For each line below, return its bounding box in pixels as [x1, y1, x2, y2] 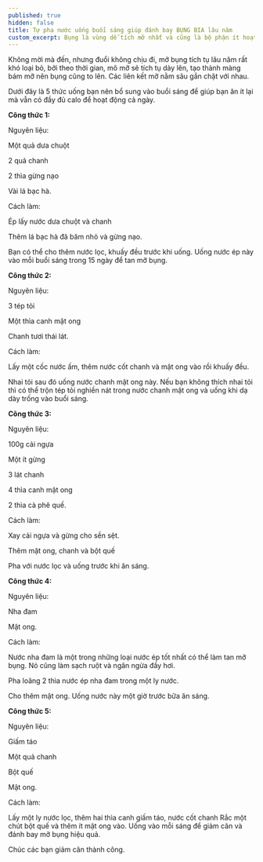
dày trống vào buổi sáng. [8, 394, 88, 404]
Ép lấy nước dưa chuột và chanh [8, 217, 112, 226]
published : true [8, 11, 61, 20]
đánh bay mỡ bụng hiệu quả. [8, 830, 101, 839]
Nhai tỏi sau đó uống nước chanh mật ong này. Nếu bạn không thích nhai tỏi [8, 378, 253, 387]
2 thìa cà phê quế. [8, 500, 67, 510]
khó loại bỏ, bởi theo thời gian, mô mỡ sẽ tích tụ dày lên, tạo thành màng [8, 64, 241, 73]
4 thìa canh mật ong [8, 485, 73, 495]
